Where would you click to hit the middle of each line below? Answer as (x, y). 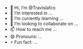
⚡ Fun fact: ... (24, 42)
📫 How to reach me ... (33, 29)
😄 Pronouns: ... (26, 36)
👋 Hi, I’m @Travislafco (33, 8)
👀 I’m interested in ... (31, 13)
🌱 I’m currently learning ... (37, 18)
